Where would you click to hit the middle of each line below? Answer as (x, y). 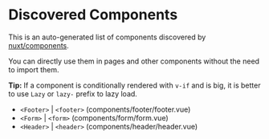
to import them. (34, 69)
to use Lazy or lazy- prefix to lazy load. (73, 93)
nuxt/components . (39, 45)
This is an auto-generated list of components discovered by (107, 37)
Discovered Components (93, 15)
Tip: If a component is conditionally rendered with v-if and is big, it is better (134, 85)
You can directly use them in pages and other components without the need (134, 61)
